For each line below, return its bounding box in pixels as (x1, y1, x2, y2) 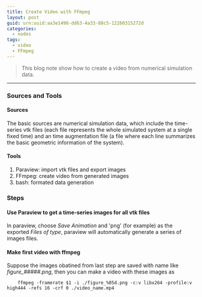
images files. (7, 235, 38, 242)
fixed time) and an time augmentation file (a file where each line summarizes (7, 132, 195, 139)
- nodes (12, 31, 32, 37)
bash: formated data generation (15, 179, 94, 186)
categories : (7, 25, 37, 32)
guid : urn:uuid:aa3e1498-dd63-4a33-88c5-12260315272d (7, 20, 144, 26)
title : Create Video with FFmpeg (7, 8, 91, 15)
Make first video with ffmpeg (7, 248, 80, 256)
